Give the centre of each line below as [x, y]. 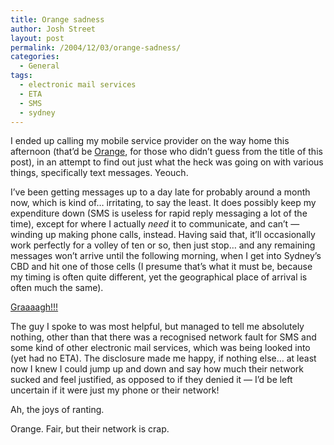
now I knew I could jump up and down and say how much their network [157, 369]
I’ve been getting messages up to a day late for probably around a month [160, 192]
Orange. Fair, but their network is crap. [90, 429]
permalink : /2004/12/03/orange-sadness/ [96, 47]
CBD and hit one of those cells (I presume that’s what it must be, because [161, 267]
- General [39, 66]
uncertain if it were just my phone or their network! [115, 390]
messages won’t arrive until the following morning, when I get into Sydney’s [166, 256]
